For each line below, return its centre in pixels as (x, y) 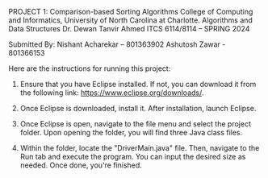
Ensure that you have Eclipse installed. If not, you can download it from (138, 84)
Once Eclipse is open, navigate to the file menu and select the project (136, 124)
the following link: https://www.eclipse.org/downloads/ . (112, 93)
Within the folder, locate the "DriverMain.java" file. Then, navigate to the (140, 148)
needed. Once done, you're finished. (81, 165)
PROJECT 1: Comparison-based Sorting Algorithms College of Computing (131, 12)
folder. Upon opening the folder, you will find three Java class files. (131, 132)
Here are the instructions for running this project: (90, 68)
